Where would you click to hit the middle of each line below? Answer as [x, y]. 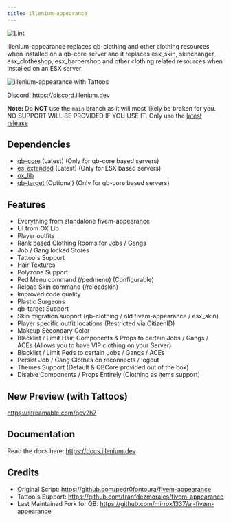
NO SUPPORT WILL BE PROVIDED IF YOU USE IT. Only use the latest [105, 116]
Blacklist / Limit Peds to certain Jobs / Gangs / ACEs [91, 353]
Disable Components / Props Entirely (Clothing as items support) [109, 375]
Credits [23, 473]
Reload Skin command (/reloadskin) [68, 287]
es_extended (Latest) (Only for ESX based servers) [89, 168]
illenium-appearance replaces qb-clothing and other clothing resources [108, 46]
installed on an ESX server [44, 68]
